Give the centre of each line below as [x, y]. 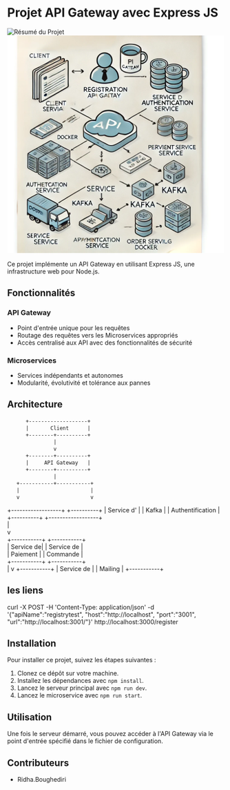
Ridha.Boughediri [42, 779]
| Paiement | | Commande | [45, 554]
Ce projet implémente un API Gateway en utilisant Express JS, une [101, 264]
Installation [32, 643]
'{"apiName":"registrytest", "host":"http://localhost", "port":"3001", [102, 614]
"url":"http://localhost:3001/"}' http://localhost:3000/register [93, 622]
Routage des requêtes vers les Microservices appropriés [97, 335]
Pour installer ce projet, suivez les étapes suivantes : [82, 660]
